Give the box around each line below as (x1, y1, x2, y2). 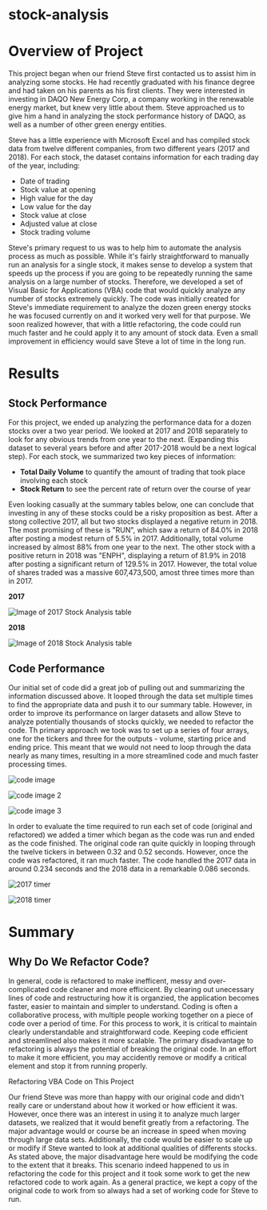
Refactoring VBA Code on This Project (8, 1076, 134, 1086)
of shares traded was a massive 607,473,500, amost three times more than (8, 568, 254, 577)
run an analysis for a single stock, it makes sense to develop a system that (8, 260, 253, 270)
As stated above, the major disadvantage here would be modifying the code (8, 1152, 258, 1161)
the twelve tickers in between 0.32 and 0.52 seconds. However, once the (8, 846, 249, 856)
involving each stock (19, 476, 89, 485)
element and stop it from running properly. (8, 1061, 148, 1071)
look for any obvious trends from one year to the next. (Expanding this (8, 435, 240, 444)
